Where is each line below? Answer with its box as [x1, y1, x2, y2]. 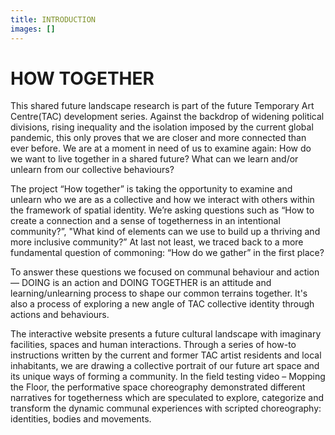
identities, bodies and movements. [10, 413, 152, 425]
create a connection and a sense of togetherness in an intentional [10, 215, 281, 227]
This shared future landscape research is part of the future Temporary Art [10, 100, 315, 112]
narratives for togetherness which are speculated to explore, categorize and [10, 392, 325, 404]
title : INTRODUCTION [10, 14, 97, 25]
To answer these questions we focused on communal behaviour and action [10, 266, 320, 278]
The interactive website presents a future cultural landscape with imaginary [10, 328, 322, 340]
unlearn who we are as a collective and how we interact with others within [10, 194, 315, 206]
